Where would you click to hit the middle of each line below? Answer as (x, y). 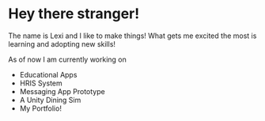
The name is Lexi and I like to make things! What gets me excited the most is (132, 36)
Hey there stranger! (74, 14)
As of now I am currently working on (67, 59)
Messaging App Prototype (62, 91)
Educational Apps (48, 74)
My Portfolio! (40, 108)
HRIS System (41, 83)
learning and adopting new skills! (62, 43)
